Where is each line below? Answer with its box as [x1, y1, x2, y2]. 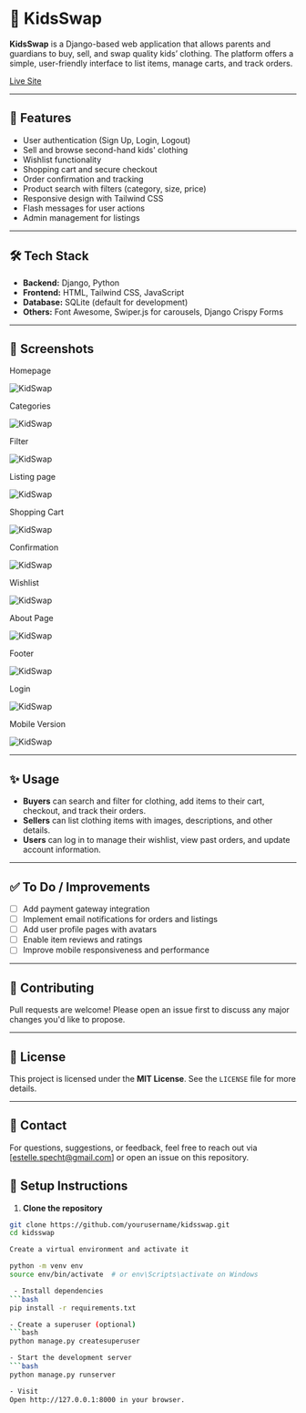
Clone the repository [22, 1202, 103, 1213]
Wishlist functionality [22, 154, 102, 165]
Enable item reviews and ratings [22, 934, 143, 945]
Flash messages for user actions [22, 203, 146, 213]
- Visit [9, 1387, 39, 1396]
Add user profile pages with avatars [22, 924, 158, 935]
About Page [9, 613, 54, 624]
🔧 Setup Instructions [9, 1179, 128, 1194]
